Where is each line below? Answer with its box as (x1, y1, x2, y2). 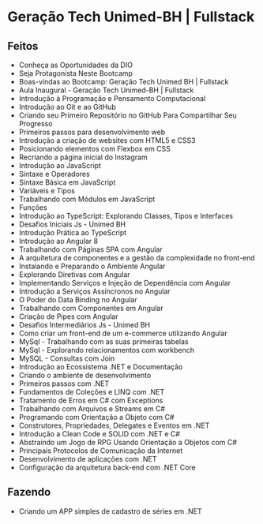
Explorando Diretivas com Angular (18, 270, 131, 279)
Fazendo (7, 485, 51, 499)
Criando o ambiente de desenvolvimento (18, 371, 152, 380)
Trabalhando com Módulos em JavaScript (18, 194, 156, 204)
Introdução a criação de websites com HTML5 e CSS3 (18, 136, 196, 145)
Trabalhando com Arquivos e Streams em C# (18, 404, 166, 414)
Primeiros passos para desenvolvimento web (18, 127, 166, 137)
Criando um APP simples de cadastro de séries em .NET (18, 506, 202, 516)
